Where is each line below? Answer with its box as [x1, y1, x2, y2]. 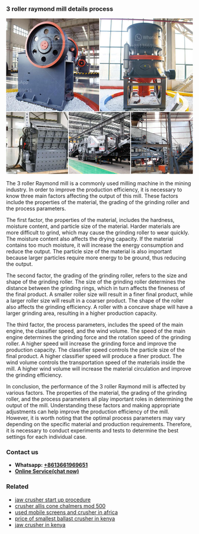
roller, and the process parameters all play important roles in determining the [6, 395, 193, 403]
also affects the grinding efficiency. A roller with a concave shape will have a [6, 303, 193, 310]
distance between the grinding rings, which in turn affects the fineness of [6, 284, 185, 291]
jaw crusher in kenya [14, 521, 66, 528]
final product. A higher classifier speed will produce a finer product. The [6, 352, 182, 359]
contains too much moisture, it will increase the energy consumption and [6, 242, 184, 249]
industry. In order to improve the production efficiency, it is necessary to [6, 186, 182, 193]
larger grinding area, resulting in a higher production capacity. [6, 310, 158, 317]
